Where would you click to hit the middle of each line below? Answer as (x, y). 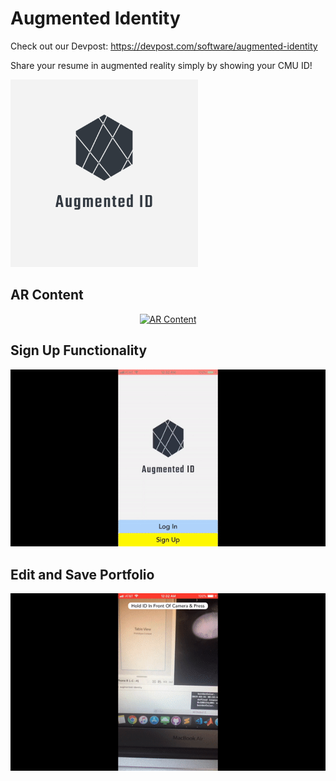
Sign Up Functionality (79, 350)
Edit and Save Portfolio (82, 574)
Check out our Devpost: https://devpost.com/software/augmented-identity (164, 46)
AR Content (47, 295)
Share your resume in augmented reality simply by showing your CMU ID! (161, 65)
